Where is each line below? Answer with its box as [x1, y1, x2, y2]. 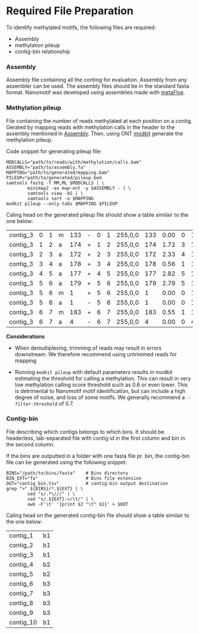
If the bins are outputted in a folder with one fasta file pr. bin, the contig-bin [6, 452, 190, 459]
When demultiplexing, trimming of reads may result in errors [14, 344, 162, 351]
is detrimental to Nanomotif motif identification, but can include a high [14, 387, 185, 394]
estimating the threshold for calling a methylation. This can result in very [14, 375, 191, 382]
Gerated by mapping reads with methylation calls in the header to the [6, 123, 175, 131]
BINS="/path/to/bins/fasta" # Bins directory [6, 470, 129, 476]
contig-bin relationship [14, 47, 70, 55]
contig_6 [9, 579, 34, 588]
